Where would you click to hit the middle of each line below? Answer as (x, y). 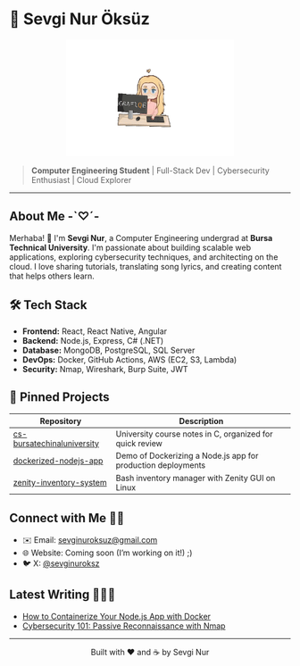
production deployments (161, 465)
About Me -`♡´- (54, 216)
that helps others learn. (52, 276)
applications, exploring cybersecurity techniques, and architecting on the (144, 257)
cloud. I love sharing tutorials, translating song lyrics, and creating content (146, 266)
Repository (61, 420)
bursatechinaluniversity (56, 444)
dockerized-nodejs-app (58, 461)
